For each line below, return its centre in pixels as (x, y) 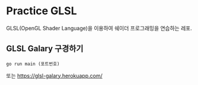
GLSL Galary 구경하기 (45, 49)
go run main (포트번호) (33, 64)
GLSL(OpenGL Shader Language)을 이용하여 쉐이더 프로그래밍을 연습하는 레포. (99, 28)
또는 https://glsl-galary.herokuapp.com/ (54, 75)
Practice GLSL (41, 11)
